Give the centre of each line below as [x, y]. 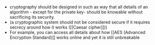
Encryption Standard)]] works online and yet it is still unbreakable [75, 37]
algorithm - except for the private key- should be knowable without [76, 12]
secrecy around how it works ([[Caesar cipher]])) [58, 27]
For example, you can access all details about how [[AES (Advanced [77, 32]
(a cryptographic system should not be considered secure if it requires [80, 22]
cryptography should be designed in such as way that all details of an [79, 7]
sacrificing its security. [32, 17]
